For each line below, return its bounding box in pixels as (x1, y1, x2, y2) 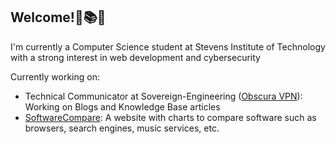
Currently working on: (10, 70, 100, 83)
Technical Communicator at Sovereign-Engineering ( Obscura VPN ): (24, 90, 303, 102)
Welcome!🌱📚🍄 (10, 9, 107, 26)
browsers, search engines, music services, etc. (24, 122, 220, 134)
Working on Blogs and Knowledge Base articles (24, 100, 221, 113)
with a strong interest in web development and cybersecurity (10, 51, 261, 63)
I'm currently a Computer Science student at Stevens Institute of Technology (10, 40, 326, 53)
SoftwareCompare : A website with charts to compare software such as (24, 111, 317, 123)
